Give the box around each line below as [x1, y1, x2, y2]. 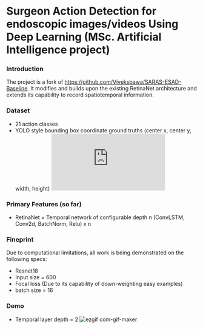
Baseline [6, 85, 28, 92]
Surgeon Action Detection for [6, 4, 157, 18]
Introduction [6, 65, 44, 73]
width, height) [15, 185, 50, 192]
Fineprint [6, 236, 34, 243]
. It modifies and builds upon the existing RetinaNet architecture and [27, 85, 197, 92]
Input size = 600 [15, 274, 56, 281]
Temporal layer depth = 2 [15, 316, 79, 323]
